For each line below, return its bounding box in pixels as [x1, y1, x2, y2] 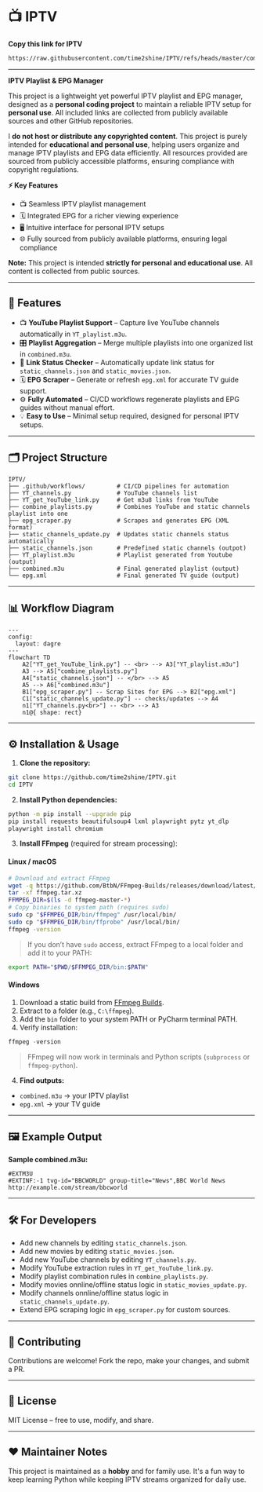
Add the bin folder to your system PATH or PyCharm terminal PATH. [19, 1014, 238, 1023]
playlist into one [8, 510, 68, 518]
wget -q [8, 882, 34, 890]
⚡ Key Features [8, 180, 59, 190]
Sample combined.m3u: [8, 1155, 88, 1165]
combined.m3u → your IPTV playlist [19, 1091, 129, 1100]
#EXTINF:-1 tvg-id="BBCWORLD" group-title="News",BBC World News [8, 1177, 225, 1185]
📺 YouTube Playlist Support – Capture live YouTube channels [19, 317, 220, 327]
